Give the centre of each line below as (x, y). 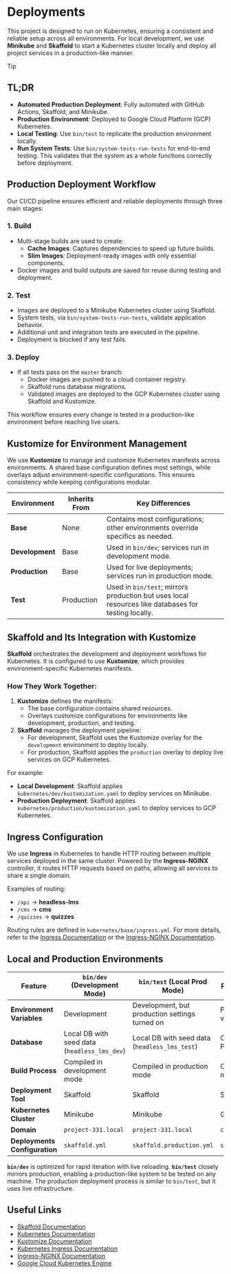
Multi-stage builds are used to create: (70, 241)
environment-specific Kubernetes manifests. (70, 669)
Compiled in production (170, 1066)
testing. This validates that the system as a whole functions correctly (114, 155)
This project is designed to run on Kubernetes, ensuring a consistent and (110, 31)
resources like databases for (152, 604)
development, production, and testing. (81, 723)
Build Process (34, 1071)
